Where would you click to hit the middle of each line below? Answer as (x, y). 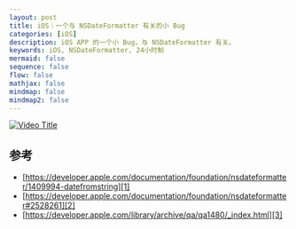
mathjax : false (37, 83)
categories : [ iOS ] (43, 34)
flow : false (31, 75)
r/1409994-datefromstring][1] (76, 186)
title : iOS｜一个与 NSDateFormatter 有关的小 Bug (97, 26)
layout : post (33, 17)
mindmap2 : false (39, 100)
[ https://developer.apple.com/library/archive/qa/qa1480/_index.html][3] (152, 215)
